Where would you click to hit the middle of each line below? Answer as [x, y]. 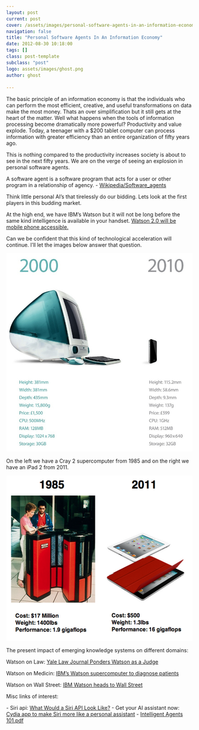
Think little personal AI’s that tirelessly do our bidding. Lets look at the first [97, 197]
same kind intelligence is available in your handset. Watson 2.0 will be [91, 221]
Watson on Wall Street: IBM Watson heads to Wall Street [75, 685]
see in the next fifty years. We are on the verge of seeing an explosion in [94, 161]
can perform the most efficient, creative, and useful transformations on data [99, 105]
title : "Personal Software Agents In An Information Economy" [84, 38]
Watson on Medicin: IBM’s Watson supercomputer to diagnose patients [93, 673]
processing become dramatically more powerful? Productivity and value [94, 124]
